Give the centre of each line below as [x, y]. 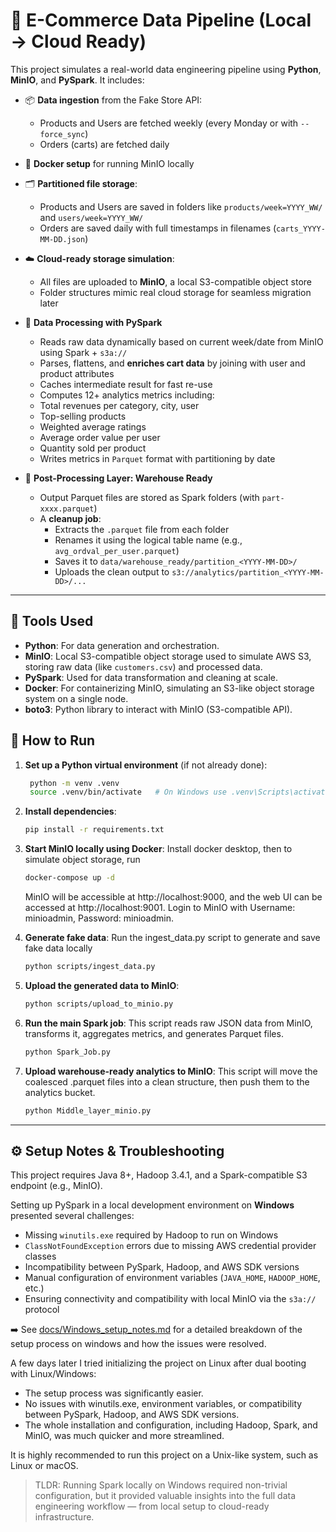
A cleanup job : [70, 518]
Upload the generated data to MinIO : [102, 985]
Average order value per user [100, 437]
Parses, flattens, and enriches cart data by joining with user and [172, 363]
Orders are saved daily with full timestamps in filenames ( [158, 228]
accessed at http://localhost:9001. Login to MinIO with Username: [160, 908]
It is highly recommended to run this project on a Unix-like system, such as [164, 1455]
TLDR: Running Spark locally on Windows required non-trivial [161, 1485]
